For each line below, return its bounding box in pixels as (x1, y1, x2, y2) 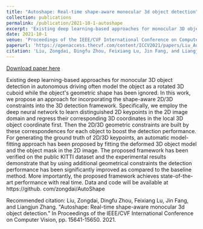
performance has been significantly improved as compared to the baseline (6, 166, 192, 173)
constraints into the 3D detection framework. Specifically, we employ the (6, 102, 187, 109)
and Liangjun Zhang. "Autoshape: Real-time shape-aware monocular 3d (6, 203, 185, 210)
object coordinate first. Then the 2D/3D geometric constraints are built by (6, 121, 189, 128)
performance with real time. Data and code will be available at (14, 178, 169, 186)
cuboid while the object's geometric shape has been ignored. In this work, (6, 89, 191, 96)
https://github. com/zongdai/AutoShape (6, 185, 105, 192)
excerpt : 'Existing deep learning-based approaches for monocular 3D (6, 25, 185, 32)
